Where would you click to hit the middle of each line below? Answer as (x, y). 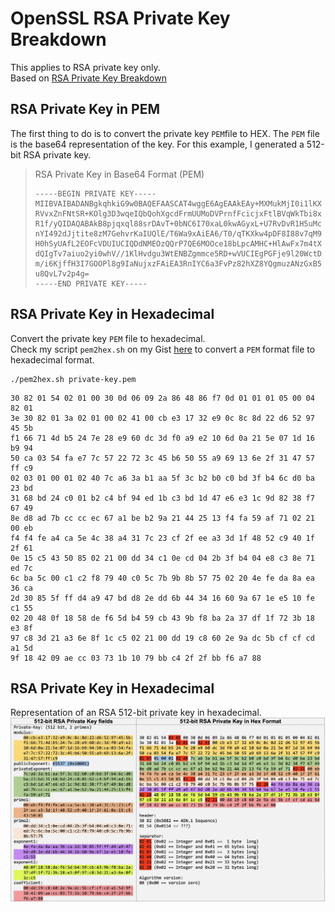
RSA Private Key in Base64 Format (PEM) (119, 174)
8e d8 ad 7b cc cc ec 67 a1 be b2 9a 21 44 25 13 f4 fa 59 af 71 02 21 (162, 518)
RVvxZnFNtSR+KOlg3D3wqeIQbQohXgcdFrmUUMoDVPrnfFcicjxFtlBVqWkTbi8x (178, 213)
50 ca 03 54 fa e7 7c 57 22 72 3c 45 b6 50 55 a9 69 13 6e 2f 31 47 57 (162, 458)
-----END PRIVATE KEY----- (91, 283)
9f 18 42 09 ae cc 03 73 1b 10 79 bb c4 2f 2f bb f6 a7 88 (136, 658)
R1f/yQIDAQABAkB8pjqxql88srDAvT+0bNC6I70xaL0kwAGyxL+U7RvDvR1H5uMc (178, 223)
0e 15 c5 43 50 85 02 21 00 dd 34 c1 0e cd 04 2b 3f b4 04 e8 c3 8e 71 (162, 558)
